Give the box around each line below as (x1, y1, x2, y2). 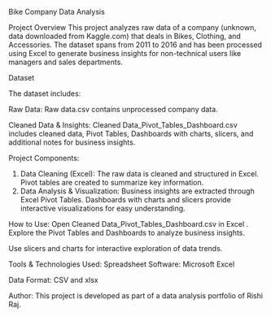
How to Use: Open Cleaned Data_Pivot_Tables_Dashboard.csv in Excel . (8, 219, 249, 228)
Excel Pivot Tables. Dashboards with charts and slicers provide (20, 195, 232, 204)
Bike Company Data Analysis (8, 7, 106, 16)
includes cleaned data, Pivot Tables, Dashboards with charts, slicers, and (8, 129, 254, 138)
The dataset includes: (8, 89, 81, 98)
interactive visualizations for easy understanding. (20, 203, 186, 213)
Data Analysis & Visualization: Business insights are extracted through (20, 186, 255, 196)
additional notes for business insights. (8, 137, 136, 147)
